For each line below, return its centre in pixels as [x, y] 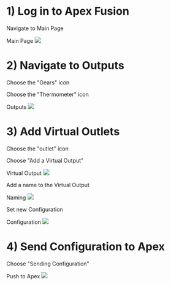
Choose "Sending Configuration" [48, 264]
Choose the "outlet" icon [37, 149]
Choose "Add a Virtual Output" [45, 160]
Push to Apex [23, 276]
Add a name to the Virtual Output [48, 185]
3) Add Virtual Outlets [63, 132]
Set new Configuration [35, 209]
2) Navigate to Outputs [65, 66]
